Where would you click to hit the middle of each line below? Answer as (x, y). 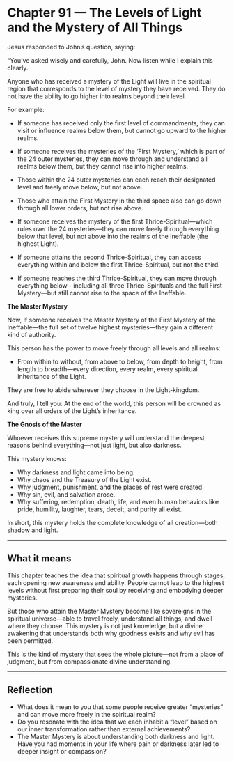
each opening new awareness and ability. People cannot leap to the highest (116, 582)
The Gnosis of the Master (45, 424)
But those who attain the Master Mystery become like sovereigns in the (109, 611)
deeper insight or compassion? (62, 751)
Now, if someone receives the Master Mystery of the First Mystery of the (111, 320)
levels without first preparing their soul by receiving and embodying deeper (115, 590)
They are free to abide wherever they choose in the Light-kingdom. (103, 390)
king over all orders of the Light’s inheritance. (72, 411)
